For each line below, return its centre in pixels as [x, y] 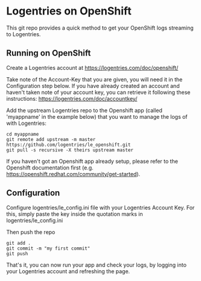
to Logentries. [24, 34]
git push [17, 254]
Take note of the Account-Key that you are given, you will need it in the [94, 79]
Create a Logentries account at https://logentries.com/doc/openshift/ [92, 68]
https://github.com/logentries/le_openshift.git [69, 145]
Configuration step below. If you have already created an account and [93, 86]
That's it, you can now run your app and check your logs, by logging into [97, 265]
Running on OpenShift [49, 53]
